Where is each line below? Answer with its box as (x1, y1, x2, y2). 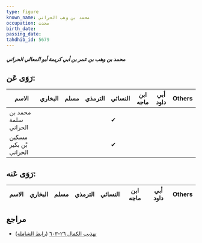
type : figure (6, 8, 39, 15)
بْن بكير (9, 141, 28, 149)
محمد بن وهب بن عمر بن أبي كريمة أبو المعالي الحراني (6, 55, 126, 63)
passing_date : (6, 31, 42, 37)
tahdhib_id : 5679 (6, 37, 50, 43)
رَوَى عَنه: (6, 168, 36, 179)
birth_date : (6, 25, 36, 32)
